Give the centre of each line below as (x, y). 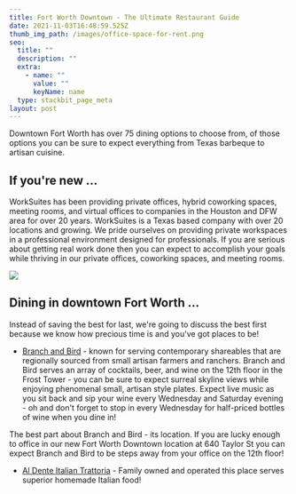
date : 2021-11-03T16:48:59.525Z (69, 26)
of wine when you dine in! (69, 417)
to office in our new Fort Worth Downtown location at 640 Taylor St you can (147, 443)
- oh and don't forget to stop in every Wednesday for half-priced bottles (153, 407)
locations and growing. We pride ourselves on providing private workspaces (148, 230)
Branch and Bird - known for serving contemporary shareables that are (152, 351)
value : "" (51, 84)
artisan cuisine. (37, 153)
